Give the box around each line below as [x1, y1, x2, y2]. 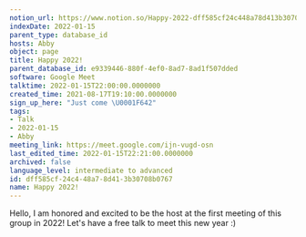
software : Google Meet [9, 73, 96, 82]
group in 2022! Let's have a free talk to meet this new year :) [9, 218, 237, 229]
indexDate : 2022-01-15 [9, 22, 96, 31]
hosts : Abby [9, 38, 55, 48]
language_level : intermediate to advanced [9, 166, 173, 175]
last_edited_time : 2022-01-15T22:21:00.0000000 [9, 149, 194, 158]
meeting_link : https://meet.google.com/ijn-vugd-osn [9, 140, 214, 149]
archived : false [9, 157, 71, 167]
